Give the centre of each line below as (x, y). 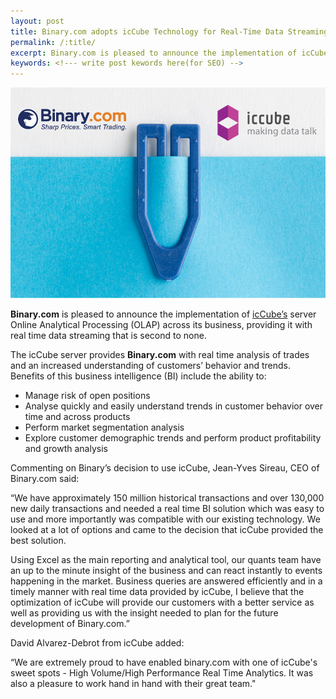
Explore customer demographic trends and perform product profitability (173, 437)
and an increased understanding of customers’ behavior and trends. (151, 365)
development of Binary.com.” (70, 623)
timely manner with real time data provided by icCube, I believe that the (157, 591)
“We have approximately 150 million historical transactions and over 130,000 (167, 497)
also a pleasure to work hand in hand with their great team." (133, 683)
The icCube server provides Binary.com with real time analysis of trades (160, 354)
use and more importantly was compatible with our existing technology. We (165, 519)
